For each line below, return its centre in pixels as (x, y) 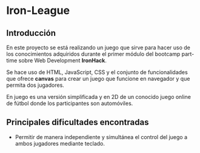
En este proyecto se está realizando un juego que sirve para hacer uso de (98, 47)
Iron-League (38, 11)
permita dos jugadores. (35, 85)
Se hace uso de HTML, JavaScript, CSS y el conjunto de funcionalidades (97, 72)
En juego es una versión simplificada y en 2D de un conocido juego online (98, 97)
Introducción (31, 33)
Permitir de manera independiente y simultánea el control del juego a (101, 137)
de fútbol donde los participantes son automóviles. (70, 103)
